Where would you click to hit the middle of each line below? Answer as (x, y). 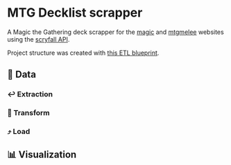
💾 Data (22, 75)
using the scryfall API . (38, 39)
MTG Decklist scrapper (75, 13)
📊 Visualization (42, 155)
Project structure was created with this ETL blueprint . (83, 53)
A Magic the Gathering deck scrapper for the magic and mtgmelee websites (115, 32)
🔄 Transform (28, 113)
